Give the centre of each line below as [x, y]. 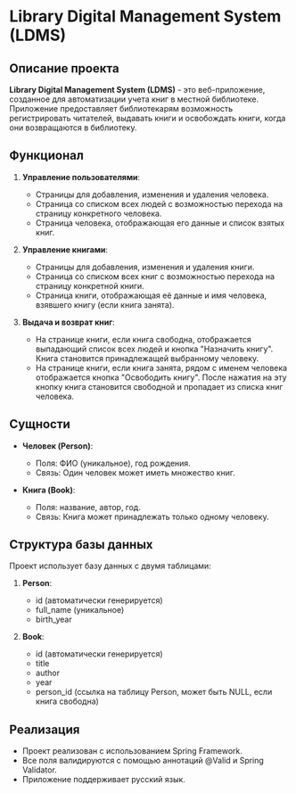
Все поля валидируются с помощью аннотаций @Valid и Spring [143, 761]
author [48, 673]
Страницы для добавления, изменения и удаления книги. [145, 267]
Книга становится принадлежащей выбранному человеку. [147, 358]
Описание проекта [64, 68]
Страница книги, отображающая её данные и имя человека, [151, 295]
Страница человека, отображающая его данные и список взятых [160, 223]
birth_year [54, 620]
